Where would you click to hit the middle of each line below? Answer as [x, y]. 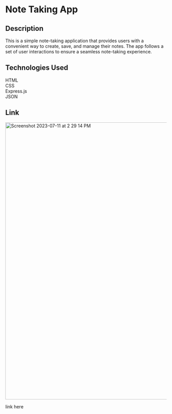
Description [24, 29]
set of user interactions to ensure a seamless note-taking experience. [79, 52]
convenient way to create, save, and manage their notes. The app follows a [84, 46]
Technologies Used [37, 68]
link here [15, 406]
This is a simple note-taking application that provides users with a [75, 41]
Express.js [16, 91]
